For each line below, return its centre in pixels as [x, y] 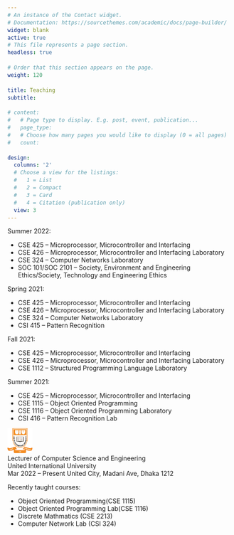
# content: [23, 113]
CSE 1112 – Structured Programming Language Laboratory [102, 368]
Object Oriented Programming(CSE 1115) [77, 501]
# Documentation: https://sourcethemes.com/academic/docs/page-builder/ [117, 22]
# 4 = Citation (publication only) [70, 203]
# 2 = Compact [38, 188]
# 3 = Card [33, 195]
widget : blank [28, 30]
